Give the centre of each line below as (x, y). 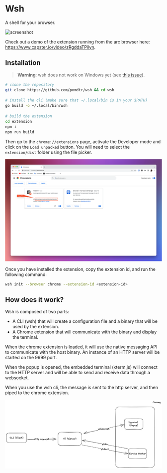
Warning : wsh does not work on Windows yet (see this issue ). (81, 75)
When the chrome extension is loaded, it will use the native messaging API (81, 347)
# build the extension (29, 116)
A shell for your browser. (30, 22)
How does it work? (35, 300)
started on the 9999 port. (31, 358)
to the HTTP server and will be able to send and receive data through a (78, 373)
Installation (23, 63)
